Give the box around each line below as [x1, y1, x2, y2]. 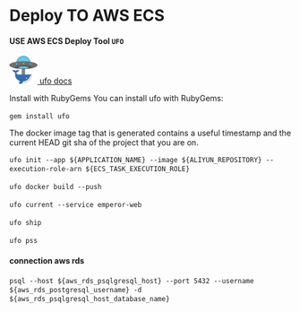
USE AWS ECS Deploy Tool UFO [9, 35, 124, 46]
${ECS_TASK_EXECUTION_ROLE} [85, 165, 191, 174]
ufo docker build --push [9, 183, 102, 192]
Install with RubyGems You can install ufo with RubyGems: [9, 93, 224, 104]
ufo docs [39, 75, 73, 86]
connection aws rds [9, 255, 85, 265]
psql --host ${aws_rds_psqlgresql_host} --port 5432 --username [9, 276, 254, 285]
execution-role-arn [9, 165, 82, 174]
